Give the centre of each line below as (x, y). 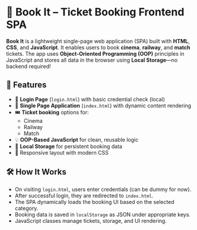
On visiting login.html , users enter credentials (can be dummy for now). (103, 189)
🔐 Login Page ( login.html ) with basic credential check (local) (90, 99)
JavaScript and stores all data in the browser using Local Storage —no (92, 60)
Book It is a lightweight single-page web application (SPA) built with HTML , (98, 41)
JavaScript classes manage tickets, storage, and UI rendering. (91, 221)
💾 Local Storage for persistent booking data (69, 146)
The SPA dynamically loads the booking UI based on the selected (95, 202)
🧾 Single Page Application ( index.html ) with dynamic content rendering (103, 106)
